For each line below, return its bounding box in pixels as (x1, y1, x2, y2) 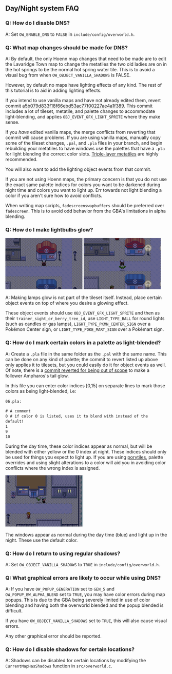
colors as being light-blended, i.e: (5, 388, 77, 394)
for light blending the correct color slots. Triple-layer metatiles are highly (5, 151, 159, 157)
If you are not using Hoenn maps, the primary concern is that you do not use (5, 176, 167, 182)
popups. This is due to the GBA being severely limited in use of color (5, 597, 150, 603)
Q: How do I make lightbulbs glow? (5, 226, 93, 233)
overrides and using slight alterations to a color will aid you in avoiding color (5, 459, 166, 466)
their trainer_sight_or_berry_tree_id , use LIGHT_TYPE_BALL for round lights (5, 315, 165, 322)
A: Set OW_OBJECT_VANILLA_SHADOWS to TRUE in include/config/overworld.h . (5, 561, 160, 567)
